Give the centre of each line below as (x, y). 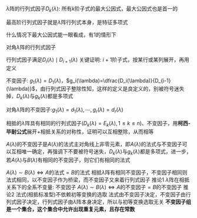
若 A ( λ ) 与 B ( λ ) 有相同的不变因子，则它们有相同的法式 (68, 160)
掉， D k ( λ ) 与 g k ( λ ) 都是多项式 (40, 97)
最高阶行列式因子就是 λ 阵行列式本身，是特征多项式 (67, 22)
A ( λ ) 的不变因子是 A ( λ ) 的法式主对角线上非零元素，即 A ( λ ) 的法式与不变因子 (94, 144)
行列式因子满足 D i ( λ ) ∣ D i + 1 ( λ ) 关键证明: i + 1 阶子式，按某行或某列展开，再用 (98, 60)
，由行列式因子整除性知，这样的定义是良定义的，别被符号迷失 (110, 89)
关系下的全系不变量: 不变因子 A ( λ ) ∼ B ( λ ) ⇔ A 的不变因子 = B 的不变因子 (94, 187)
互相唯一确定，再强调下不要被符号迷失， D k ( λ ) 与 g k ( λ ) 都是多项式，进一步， (101, 152)
